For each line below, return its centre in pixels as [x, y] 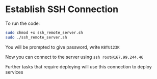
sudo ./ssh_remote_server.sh [36, 37]
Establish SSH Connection [62, 9]
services [14, 72]
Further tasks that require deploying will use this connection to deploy [78, 66]
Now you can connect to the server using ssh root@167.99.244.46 [74, 57]
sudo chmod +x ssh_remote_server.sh [44, 32]
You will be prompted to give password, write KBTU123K [62, 47]
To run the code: [23, 23]
